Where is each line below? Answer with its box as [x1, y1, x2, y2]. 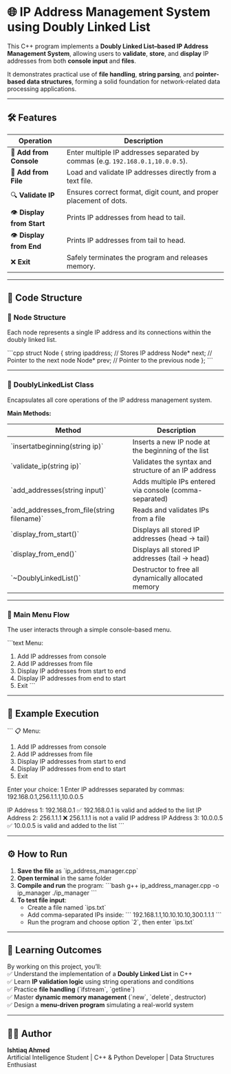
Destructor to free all [132, 565, 199, 574]
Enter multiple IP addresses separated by [66, 148, 199, 157]
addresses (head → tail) [132, 534, 210, 543]
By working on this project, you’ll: [7, 962, 102, 971]
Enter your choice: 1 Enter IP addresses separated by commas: [7, 785, 185, 793]
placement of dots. [66, 196, 128, 205]
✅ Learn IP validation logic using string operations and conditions [7, 977, 195, 986]
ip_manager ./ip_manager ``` [16, 889, 98, 897]
